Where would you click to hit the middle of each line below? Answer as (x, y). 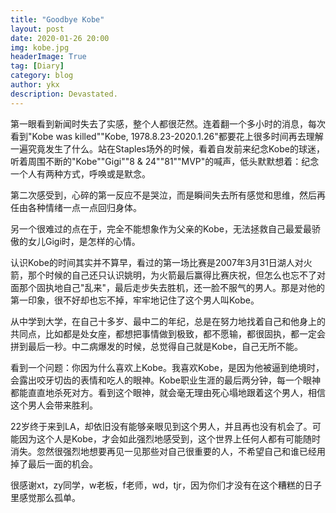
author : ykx (35, 85)
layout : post (37, 29)
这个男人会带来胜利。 (54, 405)
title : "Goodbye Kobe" (57, 19)
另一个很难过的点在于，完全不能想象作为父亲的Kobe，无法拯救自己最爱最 (161, 228)
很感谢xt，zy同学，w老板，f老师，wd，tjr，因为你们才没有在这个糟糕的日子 (166, 485)
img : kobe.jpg (40, 47)
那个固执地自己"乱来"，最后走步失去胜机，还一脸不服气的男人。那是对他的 (172, 287)
